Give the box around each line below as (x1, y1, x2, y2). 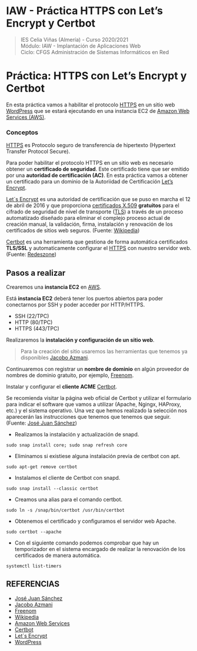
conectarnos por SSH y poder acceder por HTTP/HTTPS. (6, 301, 145, 308)
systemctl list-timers (6, 563, 62, 569)
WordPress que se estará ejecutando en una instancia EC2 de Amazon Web (6, 107, 190, 114)
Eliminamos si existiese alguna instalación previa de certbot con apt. (14, 452, 181, 459)
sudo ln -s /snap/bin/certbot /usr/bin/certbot (6, 507, 125, 513)
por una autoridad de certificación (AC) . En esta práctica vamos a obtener (6, 172, 188, 179)
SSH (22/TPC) (14, 312, 49, 319)
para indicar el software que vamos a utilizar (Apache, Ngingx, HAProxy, (6, 400, 181, 408)
